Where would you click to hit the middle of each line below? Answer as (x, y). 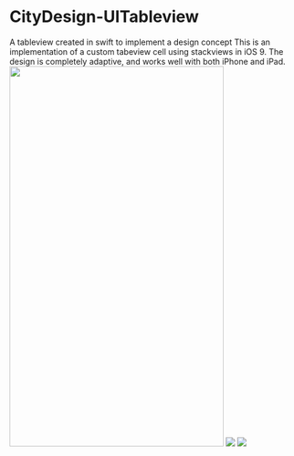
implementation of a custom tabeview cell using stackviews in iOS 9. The (147, 51)
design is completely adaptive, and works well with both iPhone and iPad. (147, 61)
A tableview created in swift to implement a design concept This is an (140, 42)
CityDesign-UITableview (104, 17)
